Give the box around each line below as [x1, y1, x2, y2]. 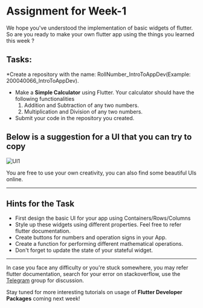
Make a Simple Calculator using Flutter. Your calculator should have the [14, 89, 195, 96]
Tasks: [6, 54, 32, 65]
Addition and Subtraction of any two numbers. [24, 101, 139, 109]
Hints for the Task [6, 198, 74, 209]
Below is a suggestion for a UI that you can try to [6, 132, 192, 143]
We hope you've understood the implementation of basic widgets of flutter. [6, 24, 193, 31]
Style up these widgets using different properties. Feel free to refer [14, 221, 182, 228]
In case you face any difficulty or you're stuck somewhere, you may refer [6, 264, 188, 271]
